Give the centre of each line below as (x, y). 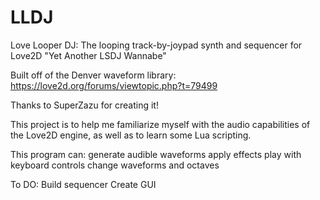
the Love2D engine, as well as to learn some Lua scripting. (131, 135)
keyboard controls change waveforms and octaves (115, 165)
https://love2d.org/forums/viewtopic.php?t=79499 (114, 85)
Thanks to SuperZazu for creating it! (84, 105)
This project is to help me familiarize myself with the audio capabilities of (160, 124)
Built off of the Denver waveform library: (93, 75)
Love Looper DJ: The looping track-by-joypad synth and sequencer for (156, 45)
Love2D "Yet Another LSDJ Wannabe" (88, 55)
